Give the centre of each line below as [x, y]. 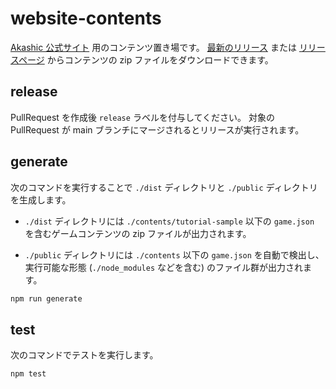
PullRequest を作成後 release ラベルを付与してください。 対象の [142, 117]
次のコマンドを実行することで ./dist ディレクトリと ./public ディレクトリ [164, 187]
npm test [28, 374]
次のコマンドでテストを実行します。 [84, 355]
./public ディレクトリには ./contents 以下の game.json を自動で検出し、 [174, 254]
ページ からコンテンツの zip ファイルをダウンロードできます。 [146, 59]
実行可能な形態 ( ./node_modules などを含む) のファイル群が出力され [164, 267]
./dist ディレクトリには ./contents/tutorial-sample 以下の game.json [169, 221]
